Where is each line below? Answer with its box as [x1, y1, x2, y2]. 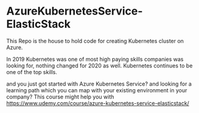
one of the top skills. [6, 68, 58, 75]
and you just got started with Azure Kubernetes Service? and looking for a [6, 80, 192, 87]
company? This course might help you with [6, 93, 114, 100]
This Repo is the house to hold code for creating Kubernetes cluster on [6, 37, 184, 44]
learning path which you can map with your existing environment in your [6, 86, 187, 94]
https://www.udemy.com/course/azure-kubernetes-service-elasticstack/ [6, 99, 190, 107]
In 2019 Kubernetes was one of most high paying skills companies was [6, 55, 184, 63]
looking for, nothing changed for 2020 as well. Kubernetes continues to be [6, 62, 193, 69]
